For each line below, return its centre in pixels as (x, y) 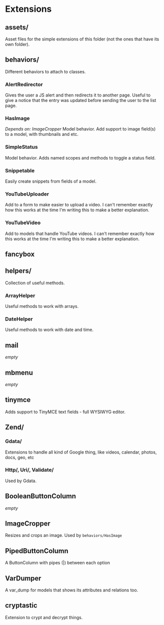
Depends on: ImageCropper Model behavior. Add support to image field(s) (81, 129)
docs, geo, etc (20, 457)
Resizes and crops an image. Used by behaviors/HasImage (64, 535)
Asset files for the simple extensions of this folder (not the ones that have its (82, 39)
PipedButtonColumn (37, 551)
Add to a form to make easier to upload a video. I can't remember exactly (79, 205)
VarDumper (23, 578)
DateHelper (19, 319)
